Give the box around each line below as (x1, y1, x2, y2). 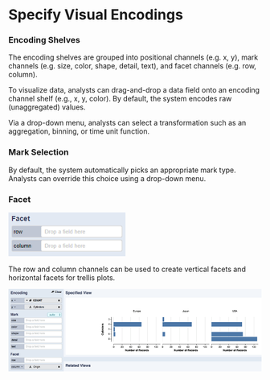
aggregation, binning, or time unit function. (8, 126, 150, 136)
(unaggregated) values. (8, 102, 86, 112)
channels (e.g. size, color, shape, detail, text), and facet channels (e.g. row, (8, 61, 257, 71)
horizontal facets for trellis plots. (8, 273, 116, 283)
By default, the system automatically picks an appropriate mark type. (8, 165, 237, 175)
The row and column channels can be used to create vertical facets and (8, 264, 247, 275)
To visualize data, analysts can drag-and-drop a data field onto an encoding (8, 85, 260, 95)
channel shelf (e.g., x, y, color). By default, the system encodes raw (8, 94, 232, 104)
